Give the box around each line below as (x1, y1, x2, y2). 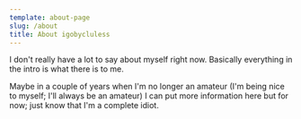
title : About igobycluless (9, 30, 111, 38)
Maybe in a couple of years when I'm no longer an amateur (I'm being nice (9, 81, 285, 92)
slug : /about (9, 21, 58, 30)
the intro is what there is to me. (9, 64, 124, 74)
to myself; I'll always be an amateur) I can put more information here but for (9, 90, 289, 101)
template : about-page (9, 13, 91, 22)
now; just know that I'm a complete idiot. (9, 100, 159, 111)
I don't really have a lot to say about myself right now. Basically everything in (9, 55, 293, 65)
